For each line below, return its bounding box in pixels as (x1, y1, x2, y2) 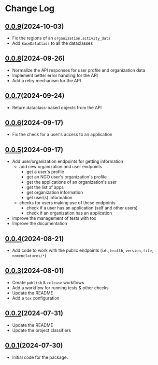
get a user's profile (26, 169, 64, 175)
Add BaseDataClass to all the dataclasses (12, 40, 93, 46)
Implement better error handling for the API (12, 72, 98, 78)
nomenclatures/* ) (12, 253, 47, 259)
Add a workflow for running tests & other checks (12, 285, 109, 291)
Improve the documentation (12, 221, 68, 226)
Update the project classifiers (12, 327, 71, 333)
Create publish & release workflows (12, 279, 85, 285)
